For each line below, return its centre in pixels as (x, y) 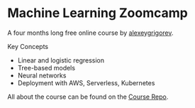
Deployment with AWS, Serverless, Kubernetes (86, 82)
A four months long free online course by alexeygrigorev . (90, 33)
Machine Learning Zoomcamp (97, 13)
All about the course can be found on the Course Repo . (88, 97)
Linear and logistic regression (61, 60)
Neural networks (42, 75)
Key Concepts (28, 46)
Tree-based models (46, 67)
